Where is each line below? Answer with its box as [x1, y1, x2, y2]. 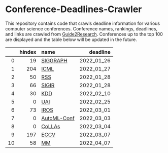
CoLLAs [41, 123, 60, 130]
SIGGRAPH [41, 57, 68, 64]
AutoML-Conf [41, 114, 75, 122]
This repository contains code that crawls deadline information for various [5, 20, 160, 26]
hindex [19, 48, 37, 55]
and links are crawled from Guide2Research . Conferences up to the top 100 [5, 31, 163, 37]
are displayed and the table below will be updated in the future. [5, 36, 137, 43]
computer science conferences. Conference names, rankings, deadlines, [5, 25, 158, 31]
